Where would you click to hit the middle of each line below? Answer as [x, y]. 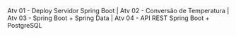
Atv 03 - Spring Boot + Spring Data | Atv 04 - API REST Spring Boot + [108, 18]
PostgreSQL [25, 25]
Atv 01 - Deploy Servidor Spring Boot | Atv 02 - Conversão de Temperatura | [118, 11]
